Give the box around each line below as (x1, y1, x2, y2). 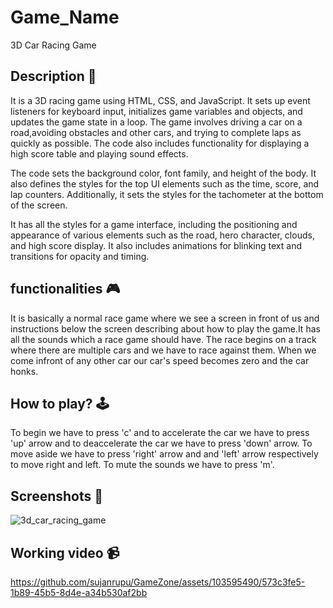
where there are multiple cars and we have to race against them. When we (10, 344, 317, 356)
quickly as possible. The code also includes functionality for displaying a (10, 137, 310, 149)
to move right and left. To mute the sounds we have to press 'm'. (10, 459, 275, 471)
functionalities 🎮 (10, 281, 121, 298)
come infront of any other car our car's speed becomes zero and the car (10, 354, 310, 366)
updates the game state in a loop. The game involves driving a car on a (10, 116, 303, 128)
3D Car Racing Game (10, 39, 97, 51)
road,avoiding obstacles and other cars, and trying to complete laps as (10, 126, 302, 138)
